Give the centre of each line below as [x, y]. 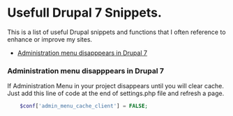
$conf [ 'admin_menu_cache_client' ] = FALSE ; [84, 106]
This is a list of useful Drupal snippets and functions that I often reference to [116, 32]
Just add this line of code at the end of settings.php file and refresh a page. [116, 93]
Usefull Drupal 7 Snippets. [85, 13]
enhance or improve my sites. [50, 39]
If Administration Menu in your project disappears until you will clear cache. [116, 86]
